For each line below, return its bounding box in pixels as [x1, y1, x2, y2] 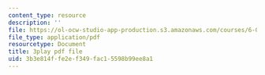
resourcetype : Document [8, 41, 87, 48]
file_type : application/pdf [8, 33, 101, 41]
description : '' [8, 19, 62, 27]
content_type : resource [8, 11, 87, 20]
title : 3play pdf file [8, 48, 83, 55]
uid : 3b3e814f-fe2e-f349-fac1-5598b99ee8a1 [8, 55, 154, 63]
